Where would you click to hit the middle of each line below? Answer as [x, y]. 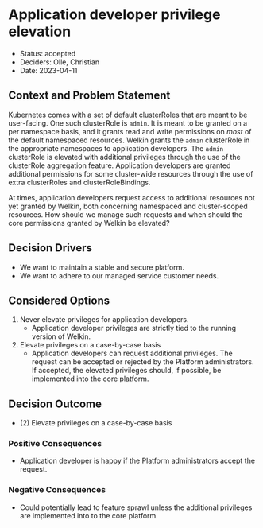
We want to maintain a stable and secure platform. [102, 267]
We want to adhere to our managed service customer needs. [119, 275]
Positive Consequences [55, 444]
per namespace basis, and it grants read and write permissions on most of [130, 131]
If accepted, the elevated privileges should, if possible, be [126, 371]
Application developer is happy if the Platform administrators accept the [137, 461]
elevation [40, 31]
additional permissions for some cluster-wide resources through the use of [131, 173]
